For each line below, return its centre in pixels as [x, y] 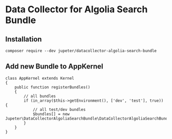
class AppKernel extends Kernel [40, 78]
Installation [24, 39]
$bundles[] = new [51, 114]
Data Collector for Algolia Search [77, 9]
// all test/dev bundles [59, 109]
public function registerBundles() [52, 87]
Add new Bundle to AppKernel [54, 67]
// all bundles [40, 96]
